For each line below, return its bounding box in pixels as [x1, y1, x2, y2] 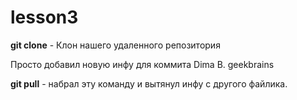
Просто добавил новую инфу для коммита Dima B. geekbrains [10, 58, 275, 70]
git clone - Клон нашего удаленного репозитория [10, 39, 221, 51]
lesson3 [10, 6, 79, 29]
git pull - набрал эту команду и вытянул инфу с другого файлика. [10, 77, 288, 90]
